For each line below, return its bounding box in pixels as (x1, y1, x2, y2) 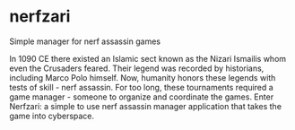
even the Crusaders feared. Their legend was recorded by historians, (9, 63, 265, 74)
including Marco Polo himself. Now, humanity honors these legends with (9, 72, 276, 82)
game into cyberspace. (9, 110, 95, 121)
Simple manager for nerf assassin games (9, 36, 161, 47)
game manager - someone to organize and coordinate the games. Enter (9, 91, 274, 102)
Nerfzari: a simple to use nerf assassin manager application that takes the (9, 100, 282, 111)
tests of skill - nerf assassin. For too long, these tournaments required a (9, 82, 273, 92)
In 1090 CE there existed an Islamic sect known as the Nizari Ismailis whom (9, 53, 287, 64)
